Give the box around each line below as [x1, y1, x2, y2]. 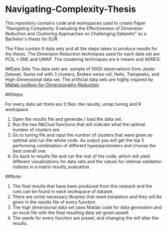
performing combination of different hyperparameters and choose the [12, 142, 156, 148]
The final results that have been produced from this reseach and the [12, 183, 153, 189]
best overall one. [12, 148, 47, 154]
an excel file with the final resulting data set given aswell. [12, 210, 130, 216]
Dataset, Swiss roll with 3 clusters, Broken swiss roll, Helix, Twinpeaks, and [5, 71, 160, 77]
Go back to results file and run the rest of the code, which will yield [12, 153, 151, 159]
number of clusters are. [12, 126, 61, 133]
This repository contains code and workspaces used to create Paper [5, 20, 146, 26]
